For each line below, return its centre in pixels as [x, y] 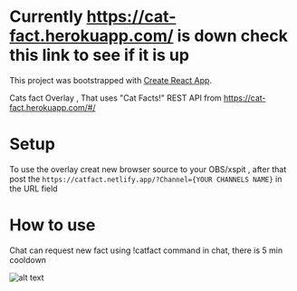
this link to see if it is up [100, 55]
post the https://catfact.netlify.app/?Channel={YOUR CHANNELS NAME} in [146, 179]
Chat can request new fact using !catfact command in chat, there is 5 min [146, 250]
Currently [46, 17]
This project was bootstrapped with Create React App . [111, 80]
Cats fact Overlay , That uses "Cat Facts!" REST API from [115, 98]
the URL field [34, 189]
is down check [232, 36]
